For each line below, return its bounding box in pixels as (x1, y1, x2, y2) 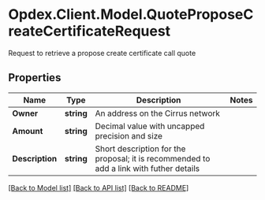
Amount (12, 125, 43, 136)
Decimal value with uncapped (95, 120, 205, 131)
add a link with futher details (95, 163, 200, 174)
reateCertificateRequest (8, 22, 171, 40)
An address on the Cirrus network (95, 108, 221, 119)
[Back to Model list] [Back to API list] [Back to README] (8, 183, 189, 192)
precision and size (95, 130, 163, 141)
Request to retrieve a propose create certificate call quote (8, 48, 196, 57)
